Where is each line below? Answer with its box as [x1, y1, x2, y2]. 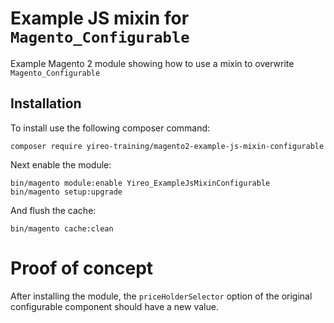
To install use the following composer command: [10, 122, 211, 134]
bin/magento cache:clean [10, 223, 114, 234]
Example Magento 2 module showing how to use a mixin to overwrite [10, 57, 295, 69]
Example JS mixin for [10, 7, 190, 30]
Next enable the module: [10, 158, 112, 171]
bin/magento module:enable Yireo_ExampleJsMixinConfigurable [10, 178, 271, 188]
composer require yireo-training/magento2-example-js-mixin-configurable [10, 141, 325, 151]
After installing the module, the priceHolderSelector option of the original [10, 290, 313, 302]
